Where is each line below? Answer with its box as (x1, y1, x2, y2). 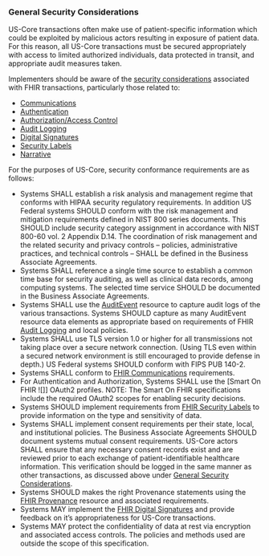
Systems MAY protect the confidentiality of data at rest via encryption (19, 522, 251, 531)
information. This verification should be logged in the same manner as (19, 462, 252, 472)
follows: (8, 173, 35, 183)
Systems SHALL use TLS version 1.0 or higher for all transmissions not (19, 334, 253, 343)
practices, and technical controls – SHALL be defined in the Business (19, 249, 249, 258)
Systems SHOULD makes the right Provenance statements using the (19, 488, 247, 497)
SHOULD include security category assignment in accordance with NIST (19, 223, 260, 233)
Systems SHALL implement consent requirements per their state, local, (19, 420, 255, 429)
